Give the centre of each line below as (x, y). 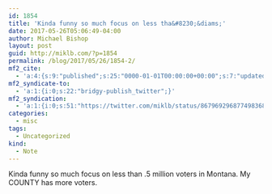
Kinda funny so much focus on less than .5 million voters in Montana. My (130, 174)
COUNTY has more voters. (53, 183)
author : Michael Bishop (49, 38)
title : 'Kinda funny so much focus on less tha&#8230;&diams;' (117, 23)
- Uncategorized (43, 136)
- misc (27, 121)
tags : (17, 129)
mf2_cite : (25, 69)
